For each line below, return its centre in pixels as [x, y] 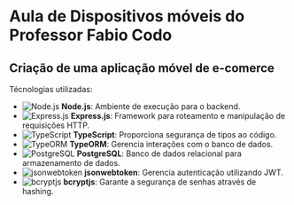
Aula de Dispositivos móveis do [127, 16]
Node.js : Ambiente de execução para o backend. [151, 106]
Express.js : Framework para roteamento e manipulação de [178, 116]
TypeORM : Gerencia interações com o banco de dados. [171, 144]
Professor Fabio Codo [91, 35]
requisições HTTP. [56, 125]
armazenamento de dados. [71, 163]
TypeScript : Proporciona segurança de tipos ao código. [175, 134]
